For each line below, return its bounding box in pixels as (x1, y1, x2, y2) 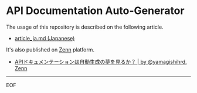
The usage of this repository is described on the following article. (6, 23, 164, 30)
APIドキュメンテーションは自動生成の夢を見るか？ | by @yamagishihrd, (14, 58, 187, 65)
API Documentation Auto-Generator (6, 4, 185, 18)
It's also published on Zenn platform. (6, 46, 95, 53)
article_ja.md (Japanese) (14, 35, 75, 42)
